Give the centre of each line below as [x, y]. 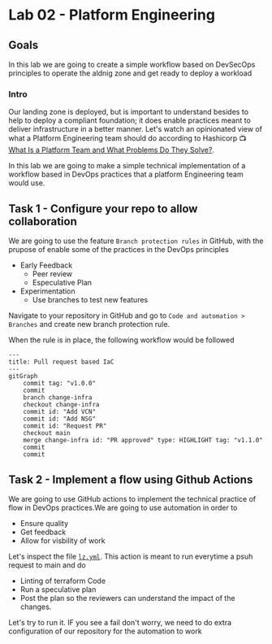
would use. [27, 183]
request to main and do [47, 565]
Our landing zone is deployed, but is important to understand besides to [129, 112]
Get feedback [43, 532]
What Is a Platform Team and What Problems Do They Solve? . [112, 150]
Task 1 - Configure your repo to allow [103, 209]
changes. [36, 607]
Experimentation [47, 291]
